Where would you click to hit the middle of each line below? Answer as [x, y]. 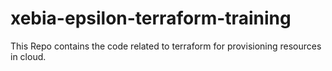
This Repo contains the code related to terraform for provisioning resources [166, 46]
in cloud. [28, 56]
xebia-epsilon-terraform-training [151, 18]
